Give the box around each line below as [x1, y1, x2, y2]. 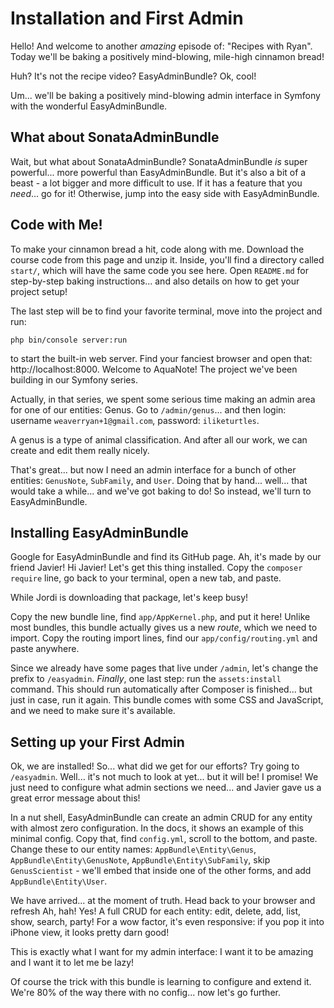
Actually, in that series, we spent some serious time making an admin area [10, 393, 316, 405]
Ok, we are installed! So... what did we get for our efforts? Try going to [10, 760, 300, 772]
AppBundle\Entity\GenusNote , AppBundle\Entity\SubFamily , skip [10, 854, 271, 866]
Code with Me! [10, 217, 103, 234]
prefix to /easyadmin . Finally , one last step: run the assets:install [10, 673, 282, 685]
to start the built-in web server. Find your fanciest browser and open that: [10, 352, 313, 364]
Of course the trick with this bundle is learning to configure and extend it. [10, 976, 312, 988]
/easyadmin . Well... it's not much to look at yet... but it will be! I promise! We [10, 771, 319, 783]
